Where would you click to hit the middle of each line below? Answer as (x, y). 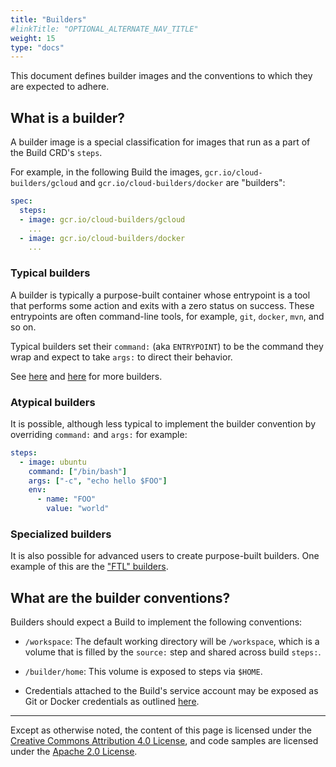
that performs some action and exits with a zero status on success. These (162, 305)
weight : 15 (33, 38)
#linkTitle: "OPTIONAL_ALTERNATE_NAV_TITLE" (104, 29)
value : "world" (78, 509)
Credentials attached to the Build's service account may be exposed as (171, 691)
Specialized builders (61, 534)
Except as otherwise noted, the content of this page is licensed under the (161, 730)
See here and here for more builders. (86, 376)
